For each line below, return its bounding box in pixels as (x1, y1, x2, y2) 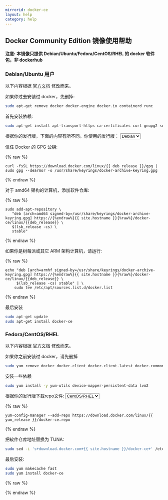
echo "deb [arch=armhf (5, 268, 52, 273)
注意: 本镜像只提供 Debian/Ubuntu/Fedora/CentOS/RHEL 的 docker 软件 (5, 51, 155, 57)
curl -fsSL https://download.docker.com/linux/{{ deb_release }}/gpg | (5, 164, 157, 169)
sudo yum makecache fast (5, 466, 57, 471)
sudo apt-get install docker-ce (5, 319, 72, 324)
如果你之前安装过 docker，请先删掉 (5, 354, 78, 360)
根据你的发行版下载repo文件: (5, 393, 64, 399)
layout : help (5, 12, 32, 17)
